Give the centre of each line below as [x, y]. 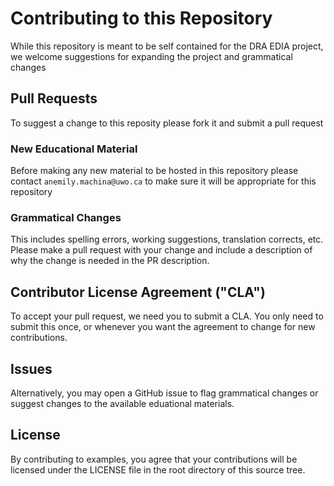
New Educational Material [74, 149]
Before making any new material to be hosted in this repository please [154, 171]
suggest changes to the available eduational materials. [122, 403]
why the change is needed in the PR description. [110, 261]
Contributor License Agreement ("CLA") [138, 292]
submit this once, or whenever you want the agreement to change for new [163, 327]
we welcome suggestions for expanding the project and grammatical [151, 56]
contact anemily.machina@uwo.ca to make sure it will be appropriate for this [163, 181]
